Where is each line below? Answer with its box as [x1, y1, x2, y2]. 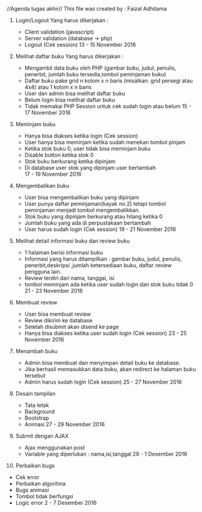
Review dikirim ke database [24, 317, 93, 324]
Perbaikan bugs [15, 462, 55, 469]
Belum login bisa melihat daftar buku [24, 96, 115, 103]
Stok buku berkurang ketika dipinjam [24, 158, 116, 164]
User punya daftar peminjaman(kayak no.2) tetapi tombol [24, 200, 166, 207]
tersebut [24, 372, 46, 379]
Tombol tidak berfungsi [15, 493, 74, 500]
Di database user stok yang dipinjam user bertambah [24, 164, 156, 171]
